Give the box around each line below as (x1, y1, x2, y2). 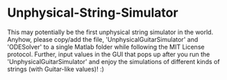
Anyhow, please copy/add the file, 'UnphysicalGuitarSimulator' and (7, 35, 199, 43)
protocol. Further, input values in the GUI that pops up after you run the (7, 50, 210, 58)
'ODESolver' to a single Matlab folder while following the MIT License (7, 42, 205, 51)
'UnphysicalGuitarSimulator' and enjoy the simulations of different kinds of (7, 57, 220, 65)
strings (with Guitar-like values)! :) (7, 65, 104, 73)
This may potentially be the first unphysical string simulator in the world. (7, 28, 214, 36)
